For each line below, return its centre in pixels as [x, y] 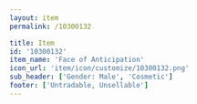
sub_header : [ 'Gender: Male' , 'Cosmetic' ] [91, 77]
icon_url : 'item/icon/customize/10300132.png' [99, 68]
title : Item [32, 43]
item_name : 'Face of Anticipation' [77, 60]
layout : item [34, 18]
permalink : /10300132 [51, 26]
